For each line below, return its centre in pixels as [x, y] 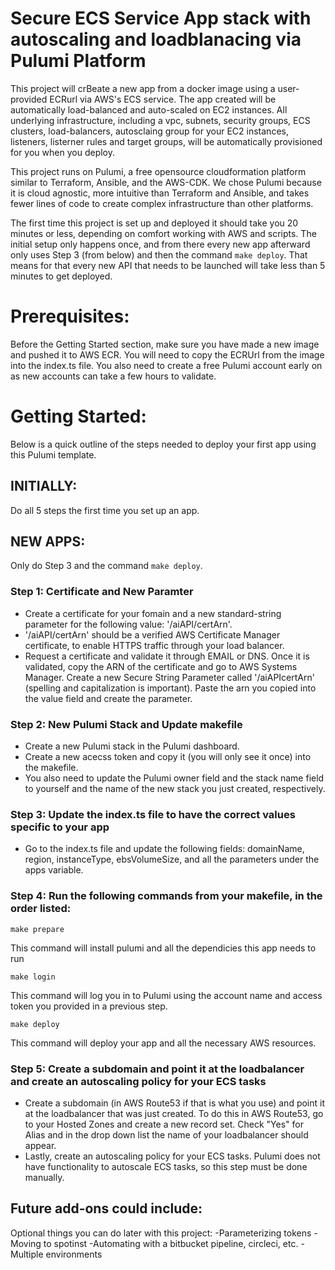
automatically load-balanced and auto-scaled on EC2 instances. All [149, 109]
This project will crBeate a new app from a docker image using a [143, 88]
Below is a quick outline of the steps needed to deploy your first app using [163, 444]
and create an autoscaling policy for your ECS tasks [138, 1081]
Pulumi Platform [78, 61]
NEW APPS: [48, 542]
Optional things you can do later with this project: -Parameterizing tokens [161, 1233]
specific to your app [60, 827]
